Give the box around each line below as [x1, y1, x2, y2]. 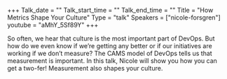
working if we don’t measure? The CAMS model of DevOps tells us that [7, 49, 212, 57]
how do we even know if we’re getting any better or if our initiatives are [7, 42, 212, 50]
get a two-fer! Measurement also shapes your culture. [7, 64, 163, 72]
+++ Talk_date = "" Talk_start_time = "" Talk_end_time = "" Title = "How [7, 6, 214, 14]
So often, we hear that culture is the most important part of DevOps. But [7, 34, 215, 43]
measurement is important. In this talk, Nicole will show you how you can [7, 57, 217, 65]
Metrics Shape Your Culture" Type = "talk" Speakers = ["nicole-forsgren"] [7, 13, 221, 22]
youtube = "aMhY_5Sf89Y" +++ [7, 21, 99, 29]
